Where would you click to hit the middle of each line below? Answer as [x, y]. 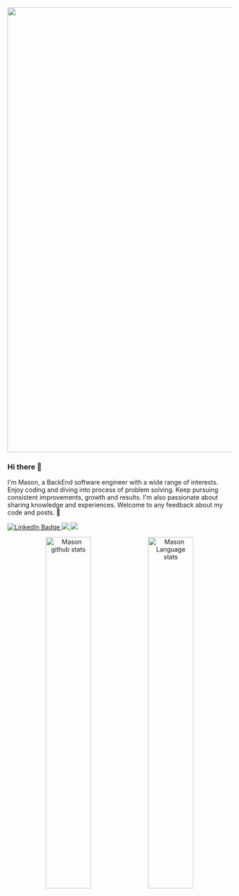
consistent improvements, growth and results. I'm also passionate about [113, 497]
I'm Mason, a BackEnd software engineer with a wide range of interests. [113, 483]
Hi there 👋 [25, 467]
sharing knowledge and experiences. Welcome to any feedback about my [115, 505]
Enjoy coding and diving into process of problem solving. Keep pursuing [113, 490]
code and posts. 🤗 [34, 512]
